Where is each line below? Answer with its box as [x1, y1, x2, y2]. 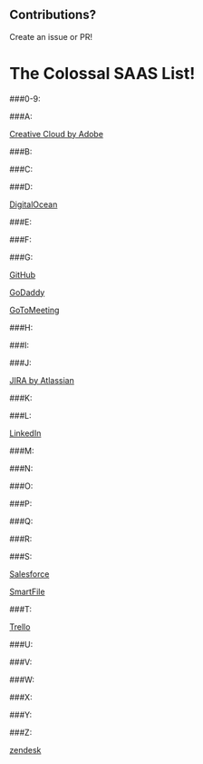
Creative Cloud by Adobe [9, 128, 104, 139]
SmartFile [9, 586, 45, 597]
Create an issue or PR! [9, 31, 93, 42]
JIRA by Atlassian [9, 374, 74, 385]
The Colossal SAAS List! [9, 64, 196, 84]
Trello [9, 621, 31, 632]
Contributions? [9, 7, 97, 23]
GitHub [9, 269, 36, 280]
